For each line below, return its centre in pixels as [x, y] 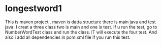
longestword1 [34, 8]
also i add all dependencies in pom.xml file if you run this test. [68, 37]
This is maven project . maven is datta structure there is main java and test [81, 22]
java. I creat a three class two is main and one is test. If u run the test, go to [81, 27]
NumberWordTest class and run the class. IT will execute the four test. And [81, 32]
